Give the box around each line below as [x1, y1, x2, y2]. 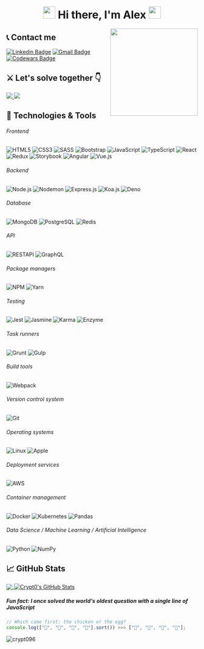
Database [6, 199, 32, 206]
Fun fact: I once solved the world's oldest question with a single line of [6, 597, 188, 604]
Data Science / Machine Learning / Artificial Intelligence [6, 526, 147, 534]
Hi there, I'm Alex [57, 8, 147, 22]
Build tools [6, 363, 33, 370]
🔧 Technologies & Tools [6, 110, 97, 121]
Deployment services [6, 461, 59, 468]
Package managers [6, 265, 56, 272]
